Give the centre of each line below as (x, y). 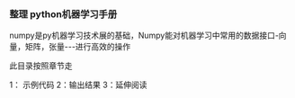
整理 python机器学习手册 (63, 13)
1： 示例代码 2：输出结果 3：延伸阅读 (78, 85)
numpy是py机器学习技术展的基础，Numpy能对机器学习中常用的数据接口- (144, 36)
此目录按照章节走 (41, 66)
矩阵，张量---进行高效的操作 (78, 47)
